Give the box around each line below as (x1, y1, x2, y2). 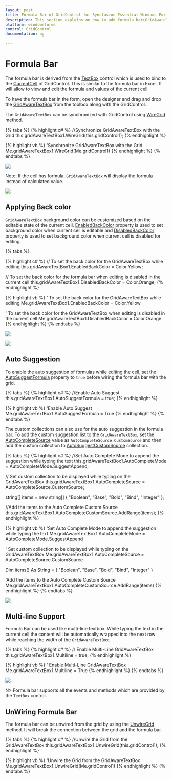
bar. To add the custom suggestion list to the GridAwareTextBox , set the (5, 431, 155, 438)
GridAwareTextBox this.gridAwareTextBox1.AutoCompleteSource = (5, 479, 145, 485)
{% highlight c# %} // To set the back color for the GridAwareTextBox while (5, 258, 163, 264)
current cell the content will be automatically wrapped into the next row (5, 631, 156, 638)
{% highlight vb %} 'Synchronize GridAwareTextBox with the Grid (5, 142, 143, 148)
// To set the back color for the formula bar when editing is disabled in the (5, 274, 161, 280)
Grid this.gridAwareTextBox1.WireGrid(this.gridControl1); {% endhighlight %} (5, 132, 166, 138)
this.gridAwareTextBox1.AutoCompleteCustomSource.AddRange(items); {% (5, 510, 164, 516)
